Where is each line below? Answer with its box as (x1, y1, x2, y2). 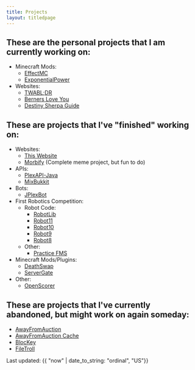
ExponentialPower (24, 76, 70, 83)
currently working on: (6, 46, 91, 57)
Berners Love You (24, 95, 69, 103)
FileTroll (15, 345, 35, 352)
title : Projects (6, 9, 48, 15)
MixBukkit (24, 178, 50, 185)
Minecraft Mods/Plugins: (15, 256, 77, 264)
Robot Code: (24, 204, 56, 212)
